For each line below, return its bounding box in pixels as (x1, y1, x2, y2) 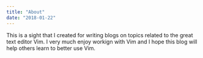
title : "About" (6, 9, 45, 15)
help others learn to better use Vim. (6, 44, 96, 52)
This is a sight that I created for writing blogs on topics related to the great (6, 31, 194, 38)
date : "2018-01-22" (6, 15, 56, 21)
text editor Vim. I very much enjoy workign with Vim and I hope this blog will (6, 38, 197, 45)
